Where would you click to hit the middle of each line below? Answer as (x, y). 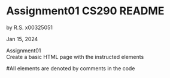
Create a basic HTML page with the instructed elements (75, 57)
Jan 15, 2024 (22, 39)
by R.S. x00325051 (29, 27)
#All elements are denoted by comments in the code (71, 68)
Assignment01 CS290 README (85, 11)
